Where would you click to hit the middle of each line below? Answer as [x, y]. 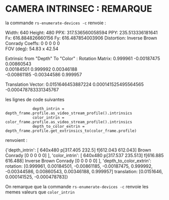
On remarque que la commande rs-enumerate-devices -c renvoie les [77, 186]
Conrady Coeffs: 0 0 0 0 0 [33, 43]
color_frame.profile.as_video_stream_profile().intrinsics [69, 122]
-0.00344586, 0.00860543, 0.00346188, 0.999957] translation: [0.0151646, [84, 171]
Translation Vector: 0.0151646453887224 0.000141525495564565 [75, 84]
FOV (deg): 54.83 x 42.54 [32, 48]
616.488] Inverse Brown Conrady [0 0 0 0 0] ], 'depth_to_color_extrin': [78, 161]
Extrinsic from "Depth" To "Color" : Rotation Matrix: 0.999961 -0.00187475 [83, 58]
